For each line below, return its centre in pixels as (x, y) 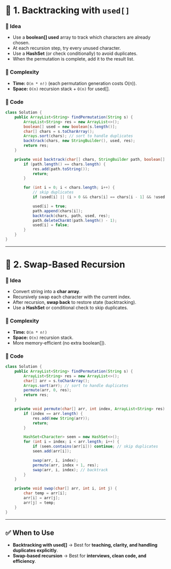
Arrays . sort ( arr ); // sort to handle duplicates (76, 386)
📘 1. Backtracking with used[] (68, 10)
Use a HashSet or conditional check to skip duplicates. (70, 308)
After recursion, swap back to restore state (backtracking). (74, 302)
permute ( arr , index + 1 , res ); (66, 465)
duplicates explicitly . (35, 550)
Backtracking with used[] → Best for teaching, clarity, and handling (85, 545)
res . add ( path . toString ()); (61, 169)
